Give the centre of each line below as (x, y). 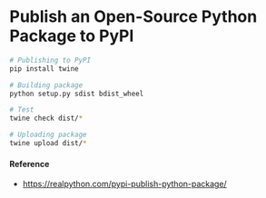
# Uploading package (49, 135)
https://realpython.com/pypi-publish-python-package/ (124, 184)
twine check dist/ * (46, 119)
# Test (22, 110)
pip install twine (44, 69)
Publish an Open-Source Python (133, 17)
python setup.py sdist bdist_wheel (77, 94)
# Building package (46, 85)
